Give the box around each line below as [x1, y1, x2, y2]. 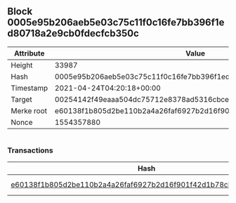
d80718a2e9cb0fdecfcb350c [7, 27, 139, 39]
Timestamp [11, 83, 48, 93]
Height [11, 60, 33, 70]
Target [11, 94, 33, 104]
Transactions [7, 145, 54, 155]
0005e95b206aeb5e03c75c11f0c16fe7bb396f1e [7, 17, 225, 29]
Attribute [13, 48, 45, 58]
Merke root [11, 105, 48, 115]
